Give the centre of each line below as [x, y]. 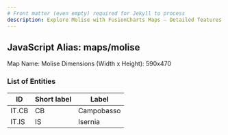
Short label [53, 99]
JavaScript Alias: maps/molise [74, 47]
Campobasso [99, 110]
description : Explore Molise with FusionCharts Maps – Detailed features [115, 20]
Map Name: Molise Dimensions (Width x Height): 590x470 [89, 64]
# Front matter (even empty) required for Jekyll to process [96, 13]
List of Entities [31, 81]
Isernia [89, 121]
